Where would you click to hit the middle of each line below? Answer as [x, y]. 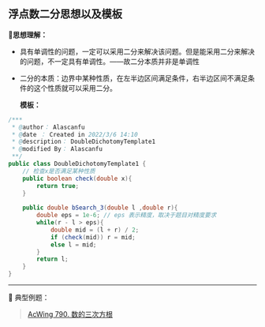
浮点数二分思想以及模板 [65, 14]
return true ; [58, 186]
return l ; [52, 259]
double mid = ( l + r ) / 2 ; [95, 230]
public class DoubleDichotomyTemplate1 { [77, 164]
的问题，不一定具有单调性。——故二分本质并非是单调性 [109, 61]
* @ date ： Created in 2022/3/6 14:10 [75, 134]
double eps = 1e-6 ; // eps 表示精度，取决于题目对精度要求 [127, 216]
